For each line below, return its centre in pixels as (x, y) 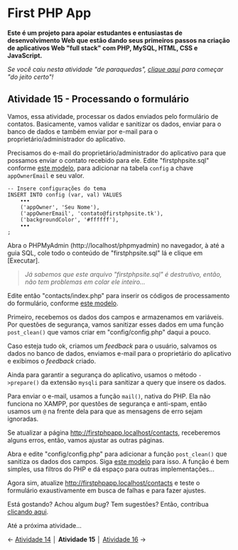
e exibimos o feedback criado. (52, 361)
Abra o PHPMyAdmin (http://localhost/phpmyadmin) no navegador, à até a (116, 245)
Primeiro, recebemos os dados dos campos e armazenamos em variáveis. (115, 317)
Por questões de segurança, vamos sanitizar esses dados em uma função (115, 324)
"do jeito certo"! (31, 77)
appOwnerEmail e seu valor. (46, 175)
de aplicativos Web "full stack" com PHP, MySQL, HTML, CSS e (103, 48)
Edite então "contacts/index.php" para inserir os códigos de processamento (119, 295)
